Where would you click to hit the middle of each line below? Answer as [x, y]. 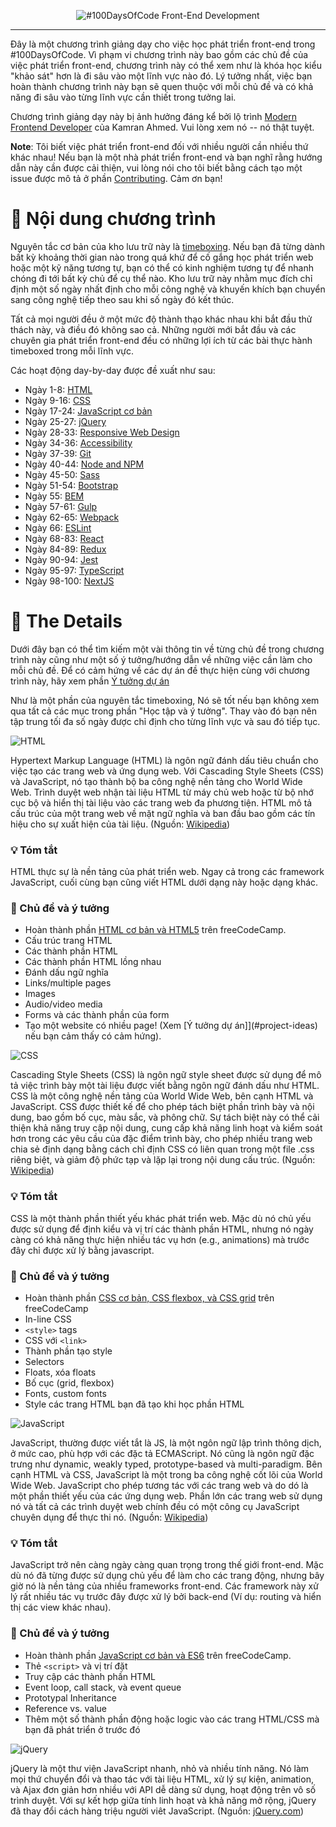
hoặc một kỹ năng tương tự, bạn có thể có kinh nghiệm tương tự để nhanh [162, 267]
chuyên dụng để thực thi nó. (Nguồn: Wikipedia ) [109, 1517]
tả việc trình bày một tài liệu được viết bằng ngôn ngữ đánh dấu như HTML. [165, 1086]
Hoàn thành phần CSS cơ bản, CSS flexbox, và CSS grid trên [149, 1298]
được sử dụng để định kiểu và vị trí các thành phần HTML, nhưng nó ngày [162, 1229]
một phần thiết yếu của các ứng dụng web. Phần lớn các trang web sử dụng [166, 1496]
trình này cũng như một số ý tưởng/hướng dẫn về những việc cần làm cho [161, 659]
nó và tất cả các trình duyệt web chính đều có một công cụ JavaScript [155, 1507]
